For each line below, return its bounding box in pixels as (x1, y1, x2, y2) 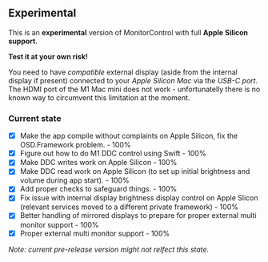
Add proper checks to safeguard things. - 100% (19, 184, 178, 194)
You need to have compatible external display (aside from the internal (8, 67, 238, 77)
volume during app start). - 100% (19, 175, 130, 185)
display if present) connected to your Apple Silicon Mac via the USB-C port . (8, 75, 258, 85)
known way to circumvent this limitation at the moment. (8, 92, 190, 103)
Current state (8, 112, 62, 123)
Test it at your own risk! (8, 51, 88, 61)
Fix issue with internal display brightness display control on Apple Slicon (19, 193, 258, 203)
